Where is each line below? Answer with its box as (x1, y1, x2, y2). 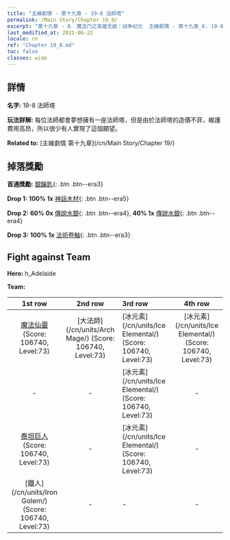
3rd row (122, 299, 149, 309)
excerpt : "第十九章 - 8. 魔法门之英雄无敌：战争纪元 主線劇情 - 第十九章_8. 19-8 (7, 23, 224, 29)
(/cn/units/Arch (66, 325, 115, 335)
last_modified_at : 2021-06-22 (7, 29, 94, 36)
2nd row (76, 299, 105, 309)
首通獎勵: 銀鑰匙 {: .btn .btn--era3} (7, 180, 104, 188)
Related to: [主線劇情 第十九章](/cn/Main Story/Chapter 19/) (7, 138, 175, 147)
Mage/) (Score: (66, 333, 115, 343)
